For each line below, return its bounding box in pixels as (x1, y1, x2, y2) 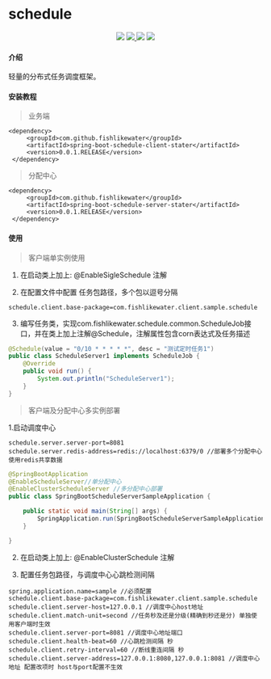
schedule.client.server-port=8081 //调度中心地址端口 (8, 628, 183, 637)
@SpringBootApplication (8, 470, 89, 478)
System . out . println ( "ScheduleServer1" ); (37, 375, 175, 383)
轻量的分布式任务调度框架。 (8, 72, 101, 82)
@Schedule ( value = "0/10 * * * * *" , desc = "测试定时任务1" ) (8, 344, 215, 352)
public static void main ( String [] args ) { (23, 507, 168, 516)
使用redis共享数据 (8, 456, 63, 464)
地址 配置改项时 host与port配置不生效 (8, 663, 123, 671)
